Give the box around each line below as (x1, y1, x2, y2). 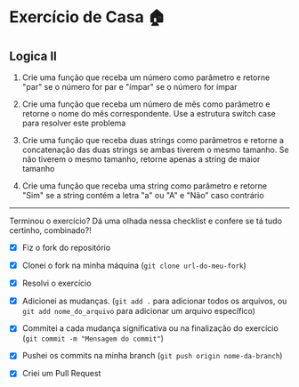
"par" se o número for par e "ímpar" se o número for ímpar (21, 82, 238, 92)
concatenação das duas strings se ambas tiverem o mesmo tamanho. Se (21, 144, 289, 155)
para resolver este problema (21, 117, 126, 128)
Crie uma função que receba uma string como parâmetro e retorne (21, 181, 268, 191)
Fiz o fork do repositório (21, 242, 111, 253)
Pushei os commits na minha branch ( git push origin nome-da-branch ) (21, 351, 283, 361)
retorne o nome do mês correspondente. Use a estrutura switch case (21, 109, 276, 118)
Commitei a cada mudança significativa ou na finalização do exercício (21, 323, 279, 334)
